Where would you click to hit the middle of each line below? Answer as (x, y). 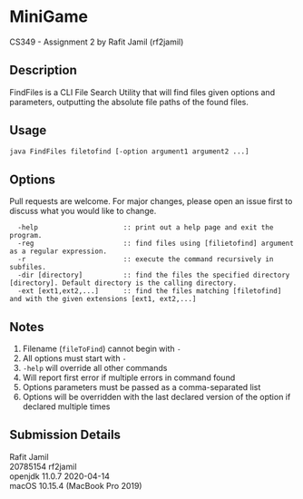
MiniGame (49, 17)
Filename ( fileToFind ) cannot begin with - (102, 349)
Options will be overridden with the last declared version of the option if (156, 397)
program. (26, 236)
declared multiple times (66, 406)
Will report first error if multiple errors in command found (129, 377)
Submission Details (65, 435)
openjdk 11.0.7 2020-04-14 (60, 476)
